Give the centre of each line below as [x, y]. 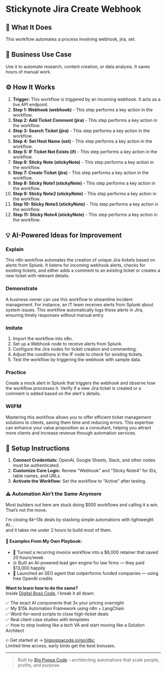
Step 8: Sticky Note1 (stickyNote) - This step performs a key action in [84, 183]
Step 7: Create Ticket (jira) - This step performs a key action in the [81, 172]
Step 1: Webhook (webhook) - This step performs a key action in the [83, 110]
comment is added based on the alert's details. [53, 394]
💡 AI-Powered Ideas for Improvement [64, 235]
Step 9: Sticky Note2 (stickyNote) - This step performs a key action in [84, 193]
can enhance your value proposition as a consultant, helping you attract [79, 427]
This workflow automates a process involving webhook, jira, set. [71, 39]
